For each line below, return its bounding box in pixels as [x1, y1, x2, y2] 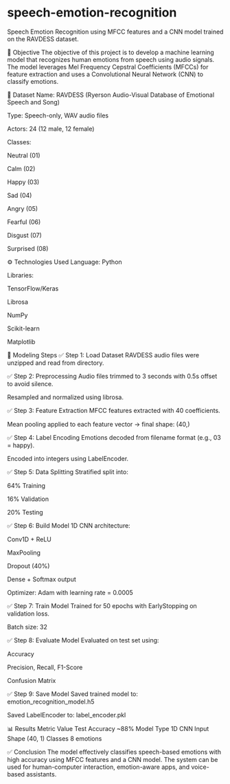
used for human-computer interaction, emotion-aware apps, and [7, 763, 190, 771]
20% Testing [7, 508, 43, 516]
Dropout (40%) [7, 561, 50, 570]
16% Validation [7, 495, 49, 503]
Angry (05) [7, 204, 38, 212]
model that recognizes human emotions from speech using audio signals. [7, 55, 215, 63]
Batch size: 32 [7, 623, 48, 631]
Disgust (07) [7, 231, 43, 239]
